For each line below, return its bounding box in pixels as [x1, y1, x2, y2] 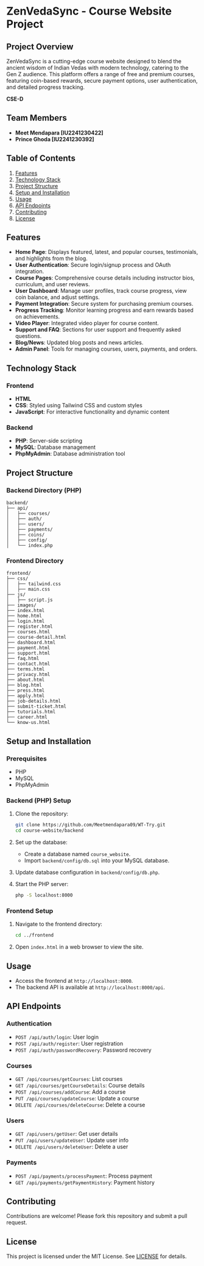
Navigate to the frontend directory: [15, 921, 102, 928]
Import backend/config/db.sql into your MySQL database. [24, 857, 170, 864]
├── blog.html [6, 682, 43, 689]
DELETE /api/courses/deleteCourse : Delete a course [15, 1101, 146, 1108]
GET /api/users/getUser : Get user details [15, 1130, 118, 1138]
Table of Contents [6, 153, 76, 164]
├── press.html [6, 688, 45, 694]
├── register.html [6, 624, 53, 630]
